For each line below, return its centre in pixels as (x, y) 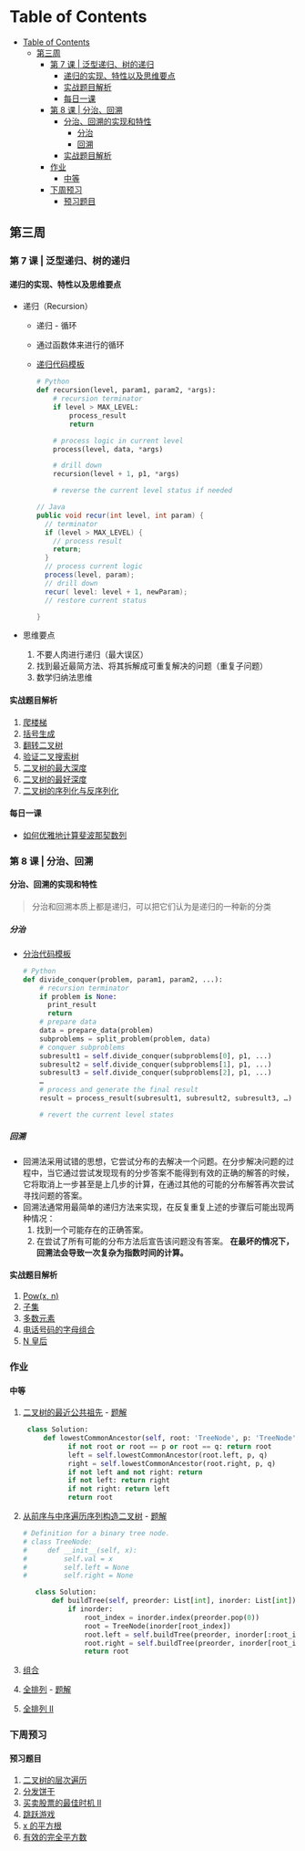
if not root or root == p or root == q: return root (170, 1446)
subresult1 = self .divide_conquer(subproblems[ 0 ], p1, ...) (156, 1055)
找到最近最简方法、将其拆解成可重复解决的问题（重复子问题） (152, 666)
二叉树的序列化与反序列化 (71, 790)
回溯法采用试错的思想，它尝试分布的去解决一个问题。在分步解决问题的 (154, 1161)
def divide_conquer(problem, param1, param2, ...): (122, 979)
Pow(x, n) (41, 1296)
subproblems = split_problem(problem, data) (125, 1039)
